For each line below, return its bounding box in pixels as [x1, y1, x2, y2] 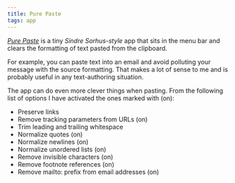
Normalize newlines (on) [17, 137, 89, 146]
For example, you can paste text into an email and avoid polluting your [7, 57, 211, 66]
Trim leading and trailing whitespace [17, 122, 123, 131]
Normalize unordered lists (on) [17, 145, 107, 153]
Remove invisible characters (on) [17, 153, 114, 161]
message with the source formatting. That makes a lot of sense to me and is [7, 65, 228, 73]
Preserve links [17, 107, 59, 116]
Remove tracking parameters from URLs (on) [17, 114, 148, 124]
